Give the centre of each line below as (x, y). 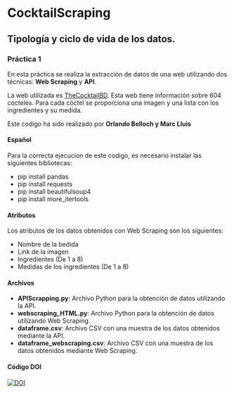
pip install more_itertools (53, 199)
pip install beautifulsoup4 (54, 192)
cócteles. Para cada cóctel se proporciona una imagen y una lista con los (113, 103)
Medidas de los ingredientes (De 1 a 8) (73, 267)
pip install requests (45, 184)
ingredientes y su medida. (45, 110)
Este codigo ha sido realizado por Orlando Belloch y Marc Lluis (99, 124)
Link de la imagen (43, 252)
